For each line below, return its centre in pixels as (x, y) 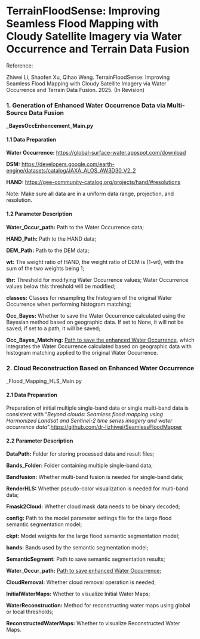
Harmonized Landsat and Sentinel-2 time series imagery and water (89, 421)
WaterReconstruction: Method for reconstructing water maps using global (98, 606)
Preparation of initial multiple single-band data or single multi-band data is (98, 408)
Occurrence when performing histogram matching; (69, 304)
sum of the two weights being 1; (45, 268)
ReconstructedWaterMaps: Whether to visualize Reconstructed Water (93, 623)
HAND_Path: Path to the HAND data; (51, 239)
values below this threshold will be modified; (61, 286)
